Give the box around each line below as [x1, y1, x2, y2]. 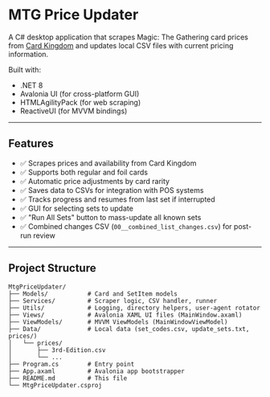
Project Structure [8, 261, 96, 275]
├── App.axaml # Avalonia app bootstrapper [8, 367, 185, 375]
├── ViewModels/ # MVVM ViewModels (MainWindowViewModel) [8, 317, 228, 326]
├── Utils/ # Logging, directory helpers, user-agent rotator [8, 304, 261, 312]
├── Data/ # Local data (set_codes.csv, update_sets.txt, [8, 325, 250, 333]
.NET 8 [19, 80, 43, 90]
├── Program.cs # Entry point [8, 360, 135, 368]
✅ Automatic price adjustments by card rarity [19, 176, 170, 186]
